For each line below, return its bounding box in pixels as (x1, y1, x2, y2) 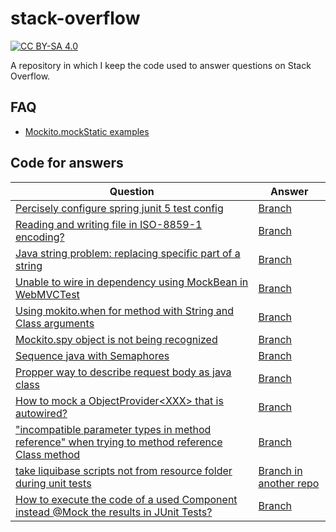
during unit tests (15, 476, 92, 490)
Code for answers (10, 155, 124, 172)
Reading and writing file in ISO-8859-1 (15, 217, 203, 231)
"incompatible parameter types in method (15, 422, 212, 436)
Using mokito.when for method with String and (15, 303, 235, 317)
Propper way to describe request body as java (15, 365, 232, 379)
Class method (15, 447, 81, 461)
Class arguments (15, 316, 95, 330)
